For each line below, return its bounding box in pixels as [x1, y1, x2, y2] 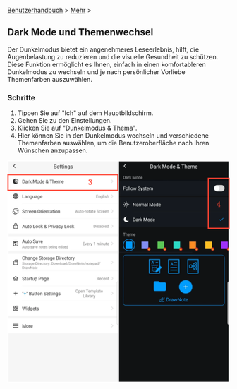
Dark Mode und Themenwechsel [7, 26, 154, 38]
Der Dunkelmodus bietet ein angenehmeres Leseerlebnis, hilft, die [7, 45, 200, 54]
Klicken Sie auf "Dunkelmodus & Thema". [17, 124, 138, 133]
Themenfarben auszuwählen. [7, 75, 93, 83]
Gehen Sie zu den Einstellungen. [17, 116, 112, 125]
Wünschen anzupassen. [17, 146, 88, 155]
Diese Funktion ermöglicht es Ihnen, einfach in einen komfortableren [7, 60, 206, 68]
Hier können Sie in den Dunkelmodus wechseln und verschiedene [17, 131, 209, 140]
